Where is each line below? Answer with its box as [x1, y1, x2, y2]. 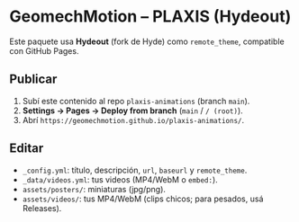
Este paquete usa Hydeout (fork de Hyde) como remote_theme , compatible [9, 36, 285, 47]
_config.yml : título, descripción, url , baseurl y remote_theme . [22, 164, 248, 175]
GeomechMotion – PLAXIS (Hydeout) [9, 6, 292, 27]
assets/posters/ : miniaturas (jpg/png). [22, 183, 167, 194]
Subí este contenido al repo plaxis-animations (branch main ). [22, 95, 250, 106]
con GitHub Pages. [9, 45, 79, 56]
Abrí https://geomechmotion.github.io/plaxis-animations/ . [22, 114, 245, 125]
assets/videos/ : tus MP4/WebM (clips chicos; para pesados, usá [22, 193, 264, 204]
